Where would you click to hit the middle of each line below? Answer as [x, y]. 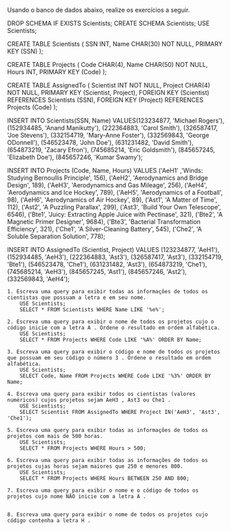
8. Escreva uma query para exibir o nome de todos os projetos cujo [108, 514]
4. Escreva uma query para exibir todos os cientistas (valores [101, 394]
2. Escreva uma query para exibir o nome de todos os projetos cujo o [111, 322]
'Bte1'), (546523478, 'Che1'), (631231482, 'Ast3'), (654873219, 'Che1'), [107, 264]
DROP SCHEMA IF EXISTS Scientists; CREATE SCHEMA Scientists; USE [109, 23]
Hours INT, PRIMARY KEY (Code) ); [57, 72]
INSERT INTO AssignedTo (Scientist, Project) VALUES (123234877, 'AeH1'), [113, 250]
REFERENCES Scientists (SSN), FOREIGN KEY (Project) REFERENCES [105, 100]
